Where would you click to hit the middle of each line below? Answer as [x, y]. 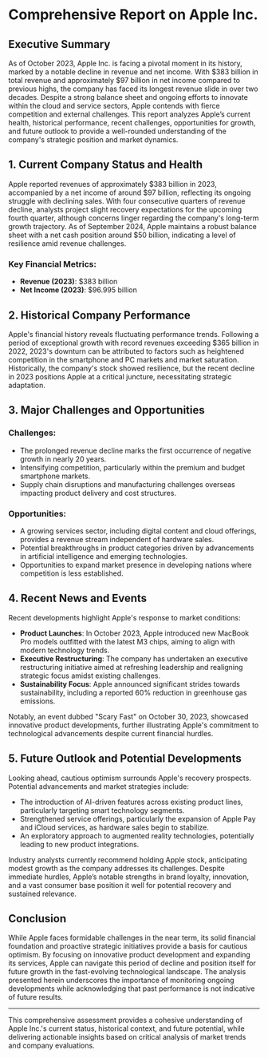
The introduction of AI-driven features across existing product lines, [131, 802]
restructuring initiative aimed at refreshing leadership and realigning [131, 667]
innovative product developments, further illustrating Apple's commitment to [134, 725]
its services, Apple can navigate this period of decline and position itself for [132, 963]
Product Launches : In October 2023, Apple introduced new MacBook [134, 633]
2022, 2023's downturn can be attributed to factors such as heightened [126, 351]
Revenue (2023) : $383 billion [69, 282]
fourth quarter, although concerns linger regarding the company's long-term [134, 218]
